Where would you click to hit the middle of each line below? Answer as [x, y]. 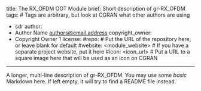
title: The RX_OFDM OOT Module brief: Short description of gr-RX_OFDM [96, 9]
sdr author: [28, 26]
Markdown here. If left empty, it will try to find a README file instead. [91, 81]
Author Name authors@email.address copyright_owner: [83, 33]
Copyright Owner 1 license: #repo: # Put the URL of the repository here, [103, 39]
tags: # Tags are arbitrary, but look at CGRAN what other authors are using [98, 15]
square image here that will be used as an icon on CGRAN [86, 58]
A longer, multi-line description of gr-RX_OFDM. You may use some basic [97, 75]
